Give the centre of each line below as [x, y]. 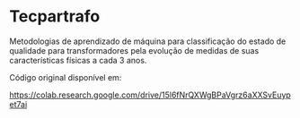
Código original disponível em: [66, 77]
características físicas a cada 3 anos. [78, 60]
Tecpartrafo [55, 17]
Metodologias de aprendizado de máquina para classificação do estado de [148, 41]
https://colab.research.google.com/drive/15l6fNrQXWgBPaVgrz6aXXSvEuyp [150, 95]
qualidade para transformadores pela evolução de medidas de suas [134, 50]
